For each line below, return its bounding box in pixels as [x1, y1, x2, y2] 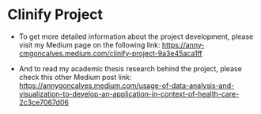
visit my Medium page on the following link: [18, 40, 161, 49]
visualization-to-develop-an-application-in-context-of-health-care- [18, 89, 240, 98]
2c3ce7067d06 [18, 97, 69, 107]
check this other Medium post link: [18, 72, 132, 82]
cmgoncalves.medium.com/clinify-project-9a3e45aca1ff [18, 48, 202, 58]
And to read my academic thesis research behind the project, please [18, 63, 242, 73]
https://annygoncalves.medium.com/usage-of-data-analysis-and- [18, 81, 235, 90]
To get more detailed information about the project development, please [18, 32, 254, 41]
